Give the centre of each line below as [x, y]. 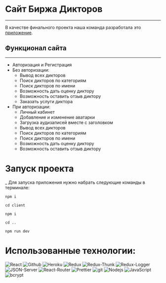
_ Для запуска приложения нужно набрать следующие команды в [75, 182]
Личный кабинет [37, 112]
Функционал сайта [36, 48]
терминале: [17, 187]
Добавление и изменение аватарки [57, 117]
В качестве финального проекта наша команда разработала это [73, 27]
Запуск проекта [40, 168]
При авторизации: [31, 107]
